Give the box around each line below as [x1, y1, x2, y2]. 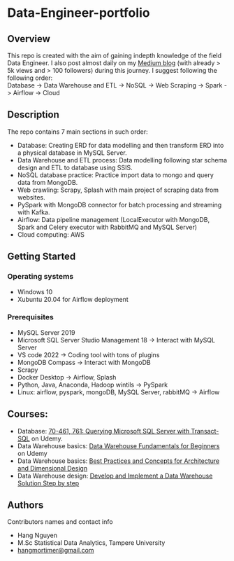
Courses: [7, 408, 49, 420]
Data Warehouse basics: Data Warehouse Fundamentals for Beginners [17, 441, 220, 450]
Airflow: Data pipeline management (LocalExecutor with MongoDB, [17, 215, 210, 223]
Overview [7, 33, 51, 45]
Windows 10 [17, 287, 53, 296]
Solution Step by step [17, 478, 80, 487]
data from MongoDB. [17, 178, 78, 186]
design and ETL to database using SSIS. [17, 163, 133, 172]
